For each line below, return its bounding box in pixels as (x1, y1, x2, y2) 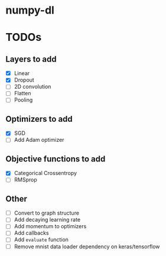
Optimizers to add (5, 114, 73, 124)
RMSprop (14, 176, 37, 183)
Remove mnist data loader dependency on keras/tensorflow (14, 243, 160, 250)
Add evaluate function (14, 236, 69, 243)
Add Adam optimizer (14, 137, 64, 144)
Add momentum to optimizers (14, 223, 87, 230)
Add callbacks (14, 229, 49, 236)
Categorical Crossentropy (14, 170, 77, 177)
